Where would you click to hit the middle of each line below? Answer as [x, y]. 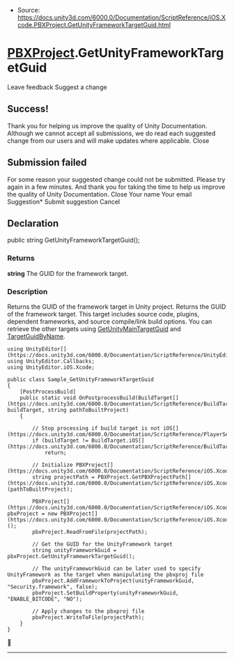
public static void [48, 398]
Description [28, 291]
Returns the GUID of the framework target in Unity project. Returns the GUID [117, 307]
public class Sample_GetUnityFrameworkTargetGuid [81, 379]
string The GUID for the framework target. [68, 273]
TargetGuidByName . [36, 336]
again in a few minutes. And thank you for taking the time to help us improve [116, 187]
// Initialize [53, 465]
